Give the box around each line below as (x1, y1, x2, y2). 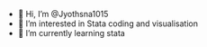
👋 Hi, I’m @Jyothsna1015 (17, 9, 109, 19)
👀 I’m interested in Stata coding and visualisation (17, 18, 199, 29)
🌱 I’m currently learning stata (17, 28, 126, 38)
